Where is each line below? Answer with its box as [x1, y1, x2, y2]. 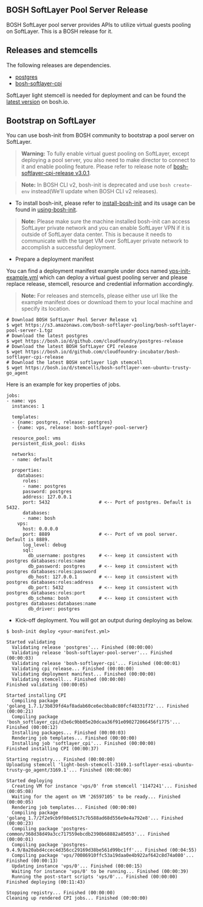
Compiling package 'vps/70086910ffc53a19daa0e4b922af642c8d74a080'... [12, 853, 194, 859]
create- [173, 182, 193, 188]
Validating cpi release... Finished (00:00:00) [12, 666, 135, 672]
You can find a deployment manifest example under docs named [6, 268, 168, 275]
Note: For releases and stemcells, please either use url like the [21, 292, 178, 299]
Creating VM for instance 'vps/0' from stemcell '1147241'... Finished [12, 783, 198, 789]
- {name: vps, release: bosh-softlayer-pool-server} [12, 425, 148, 431]
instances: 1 [12, 404, 45, 410]
